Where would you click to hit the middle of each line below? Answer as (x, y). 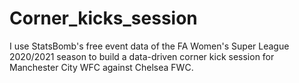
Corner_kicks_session (103, 18)
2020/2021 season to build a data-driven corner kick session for (142, 56)
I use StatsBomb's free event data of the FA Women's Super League (149, 46)
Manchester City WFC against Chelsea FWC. (101, 67)
